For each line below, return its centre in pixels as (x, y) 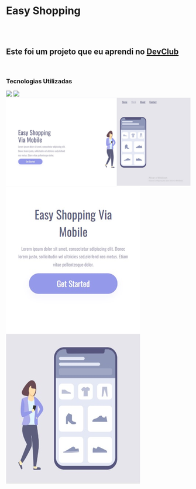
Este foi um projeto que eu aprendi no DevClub (92, 52)
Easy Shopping (43, 11)
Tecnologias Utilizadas (39, 81)
